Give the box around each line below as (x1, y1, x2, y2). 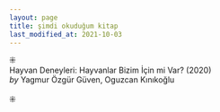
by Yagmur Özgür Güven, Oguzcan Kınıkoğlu (9, 74, 175, 85)
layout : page (9, 13, 58, 22)
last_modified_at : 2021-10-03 (9, 30, 123, 39)
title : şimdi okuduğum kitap (9, 22, 119, 30)
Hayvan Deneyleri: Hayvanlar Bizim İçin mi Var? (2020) (9, 65, 212, 76)
